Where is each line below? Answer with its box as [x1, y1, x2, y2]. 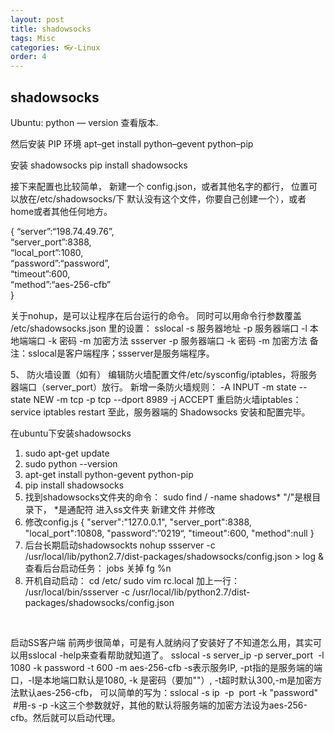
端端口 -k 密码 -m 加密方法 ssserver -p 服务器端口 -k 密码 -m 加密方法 [18, 334, 308, 346]
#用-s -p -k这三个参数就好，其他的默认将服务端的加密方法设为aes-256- [12, 699, 308, 711]
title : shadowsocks [10, 24, 92, 34]
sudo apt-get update [24, 447, 110, 459]
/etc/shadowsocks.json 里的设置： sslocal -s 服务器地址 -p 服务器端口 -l [10, 322, 308, 334]
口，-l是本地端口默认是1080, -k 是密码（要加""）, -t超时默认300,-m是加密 [10, 674, 314, 686]
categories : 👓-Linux [10, 42, 101, 53]
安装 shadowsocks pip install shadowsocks [10, 159, 188, 171]
